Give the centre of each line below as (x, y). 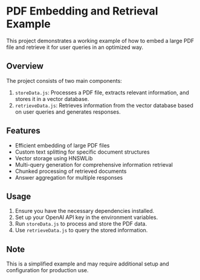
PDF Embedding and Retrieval (82, 11)
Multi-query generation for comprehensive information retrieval (94, 164)
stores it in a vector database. (52, 99)
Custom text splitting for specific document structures (82, 152)
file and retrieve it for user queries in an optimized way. (75, 47)
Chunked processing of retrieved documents (71, 171)
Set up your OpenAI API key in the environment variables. (86, 217)
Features (23, 131)
